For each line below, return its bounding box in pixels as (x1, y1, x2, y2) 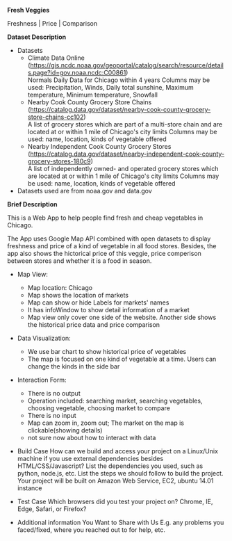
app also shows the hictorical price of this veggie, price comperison (7, 250, 201, 257)
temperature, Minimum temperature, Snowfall (27, 90, 158, 99)
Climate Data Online (27, 54, 85, 62)
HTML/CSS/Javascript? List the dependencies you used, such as (17, 462, 204, 470)
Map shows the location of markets (27, 291, 129, 299)
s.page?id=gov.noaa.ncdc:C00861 (27, 69, 126, 76)
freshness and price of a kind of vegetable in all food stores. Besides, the (7, 242, 217, 250)
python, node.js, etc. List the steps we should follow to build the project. (17, 469, 224, 477)
